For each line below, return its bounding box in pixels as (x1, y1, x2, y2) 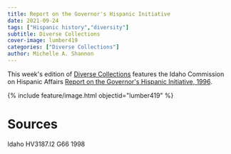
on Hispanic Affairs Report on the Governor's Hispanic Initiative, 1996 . (7, 77, 212, 86)
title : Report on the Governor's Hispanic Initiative (7, 10, 171, 18)
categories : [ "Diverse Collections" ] (7, 43, 120, 51)
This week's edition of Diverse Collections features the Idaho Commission (7, 69, 225, 78)
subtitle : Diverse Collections (7, 30, 101, 38)
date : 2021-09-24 (7, 17, 59, 24)
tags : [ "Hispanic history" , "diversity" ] (7, 24, 130, 31)
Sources (7, 116, 58, 133)
